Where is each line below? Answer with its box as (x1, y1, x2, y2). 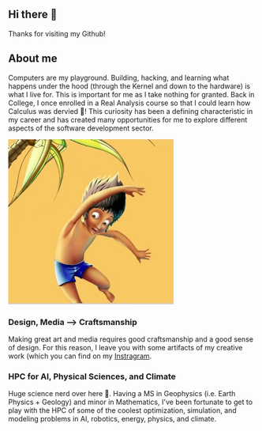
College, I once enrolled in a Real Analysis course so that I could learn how (8, 98, 251, 108)
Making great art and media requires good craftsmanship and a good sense (8, 334, 254, 344)
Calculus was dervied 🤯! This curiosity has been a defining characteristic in (8, 106, 253, 115)
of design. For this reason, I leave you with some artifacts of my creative (8, 342, 243, 352)
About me (8, 52, 58, 66)
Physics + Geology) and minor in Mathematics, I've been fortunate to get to (8, 397, 253, 407)
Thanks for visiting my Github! (8, 28, 107, 38)
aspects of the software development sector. (8, 123, 154, 133)
